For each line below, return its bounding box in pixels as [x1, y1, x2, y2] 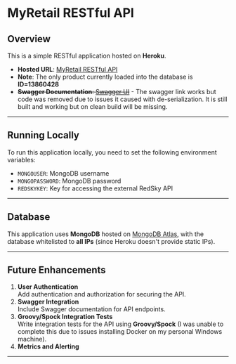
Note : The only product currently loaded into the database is [17, 72, 193, 81]
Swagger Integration [17, 297, 79, 306]
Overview [7, 33, 51, 45]
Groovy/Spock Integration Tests [17, 313, 113, 321]
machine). [17, 335, 47, 344]
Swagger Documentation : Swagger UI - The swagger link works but [17, 88, 216, 96]
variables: [7, 155, 36, 164]
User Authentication [17, 282, 79, 291]
